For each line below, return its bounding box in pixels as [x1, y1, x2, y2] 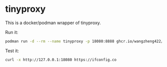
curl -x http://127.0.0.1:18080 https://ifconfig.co [5, 57, 117, 62]
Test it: [5, 48, 19, 54]
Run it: [5, 29, 18, 35]
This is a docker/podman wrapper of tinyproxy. [5, 20, 101, 26]
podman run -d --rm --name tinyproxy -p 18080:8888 [5, 38, 114, 44]
